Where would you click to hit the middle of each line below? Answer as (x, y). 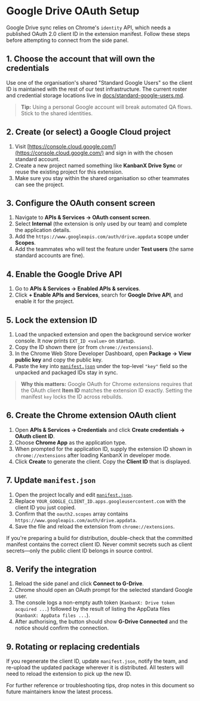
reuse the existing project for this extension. (69, 172)
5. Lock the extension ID (52, 320)
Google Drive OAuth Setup (73, 11)
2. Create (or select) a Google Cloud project (89, 132)
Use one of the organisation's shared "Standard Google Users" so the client (99, 82)
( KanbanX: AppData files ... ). (53, 615)
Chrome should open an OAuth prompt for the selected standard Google (104, 590)
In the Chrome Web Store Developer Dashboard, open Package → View (103, 353)
